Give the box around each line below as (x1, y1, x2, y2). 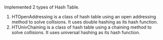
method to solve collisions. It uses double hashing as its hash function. (11, 19, 158, 25)
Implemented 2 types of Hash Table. (4, 4, 79, 10)
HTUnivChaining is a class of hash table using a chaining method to (11, 24, 152, 30)
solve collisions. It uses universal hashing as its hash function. (11, 30, 140, 35)
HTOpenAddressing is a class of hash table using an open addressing (11, 14, 156, 19)
